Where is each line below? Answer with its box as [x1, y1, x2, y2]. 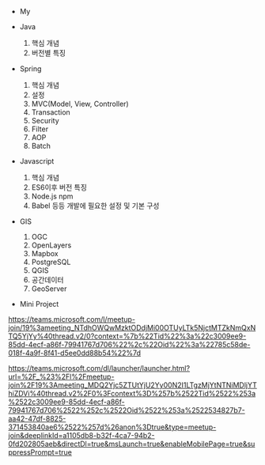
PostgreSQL [31, 257, 71, 267]
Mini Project [19, 300, 59, 308]
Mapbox [31, 249, 59, 258]
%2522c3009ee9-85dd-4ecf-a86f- [8, 397, 125, 406]
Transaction [31, 108, 71, 117]
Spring [19, 64, 42, 74]
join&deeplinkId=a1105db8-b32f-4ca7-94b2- [8, 431, 156, 440]
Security [31, 116, 59, 125]
